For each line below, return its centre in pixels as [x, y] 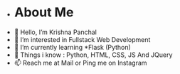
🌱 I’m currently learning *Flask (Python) [73, 47]
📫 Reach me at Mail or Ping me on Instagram [80, 63]
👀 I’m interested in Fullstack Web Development [82, 39]
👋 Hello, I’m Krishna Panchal [55, 32]
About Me [44, 12]
